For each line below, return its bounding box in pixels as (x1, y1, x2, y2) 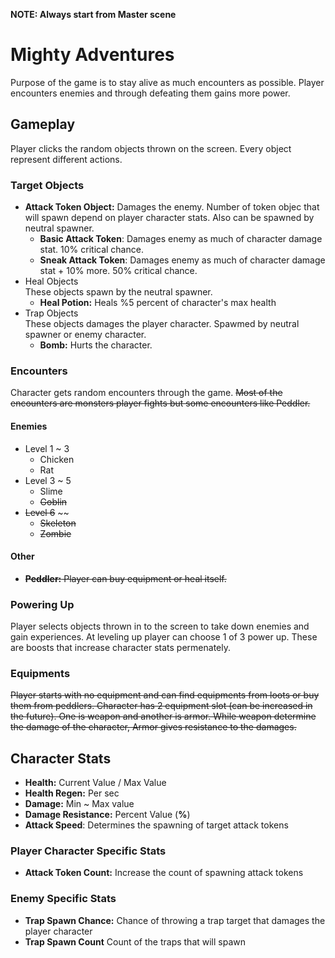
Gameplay (10, 116, 76, 133)
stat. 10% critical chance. (39, 244, 144, 256)
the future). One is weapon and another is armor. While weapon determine (10, 710, 317, 723)
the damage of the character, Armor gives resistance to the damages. (10, 721, 297, 733)
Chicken (39, 453, 75, 465)
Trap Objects (24, 307, 79, 319)
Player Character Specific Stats (10, 844, 167, 858)
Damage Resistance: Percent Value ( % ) (24, 809, 191, 821)
